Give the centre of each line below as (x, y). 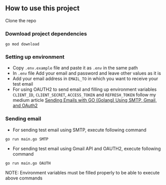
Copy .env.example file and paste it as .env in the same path (75, 68)
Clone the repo (21, 20)
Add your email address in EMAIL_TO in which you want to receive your (85, 79)
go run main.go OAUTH (28, 163)
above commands (24, 178)
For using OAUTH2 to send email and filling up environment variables (85, 89)
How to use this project (43, 8)
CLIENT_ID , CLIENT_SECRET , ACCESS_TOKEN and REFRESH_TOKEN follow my (84, 95)
